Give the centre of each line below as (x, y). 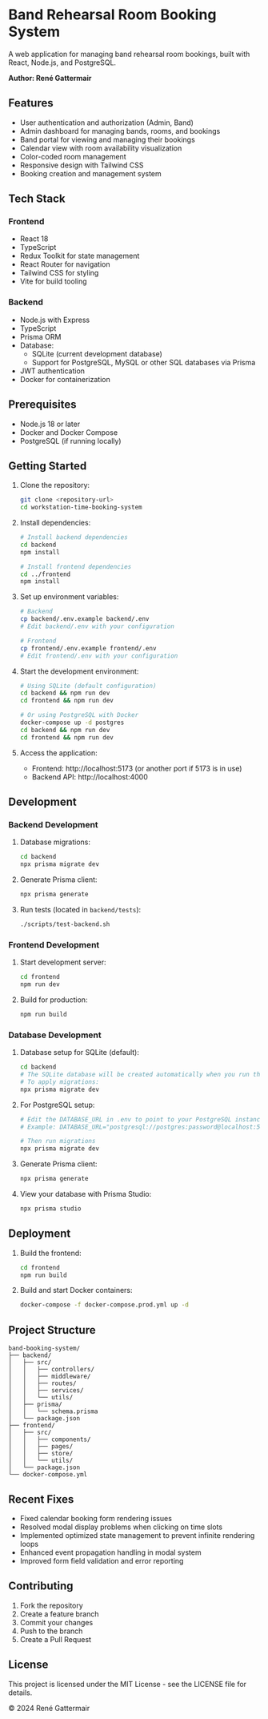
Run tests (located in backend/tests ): (80, 910)
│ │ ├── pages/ (41, 1447)
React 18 (34, 239)
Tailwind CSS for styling (59, 273)
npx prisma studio (50, 1209)
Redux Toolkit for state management (80, 256)
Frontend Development (54, 944)
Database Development (55, 1035)
